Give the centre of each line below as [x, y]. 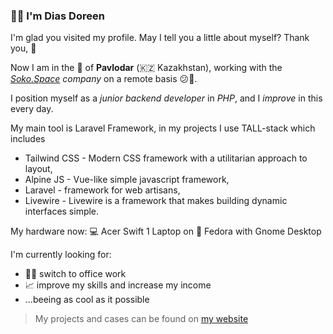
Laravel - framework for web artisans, [102, 190]
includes [28, 139]
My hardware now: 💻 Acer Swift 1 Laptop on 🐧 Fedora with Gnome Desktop [166, 231]
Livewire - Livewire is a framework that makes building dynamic [156, 201]
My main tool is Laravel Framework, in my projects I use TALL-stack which [163, 128]
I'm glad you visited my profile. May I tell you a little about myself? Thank [160, 38]
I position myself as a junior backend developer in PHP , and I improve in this [166, 98]
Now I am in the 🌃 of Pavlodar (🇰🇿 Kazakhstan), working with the [146, 68]
